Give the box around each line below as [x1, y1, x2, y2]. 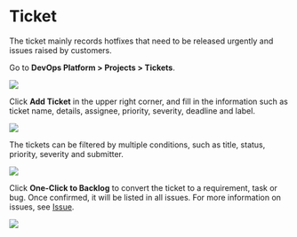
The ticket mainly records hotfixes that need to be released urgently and [9, 36, 274, 46]
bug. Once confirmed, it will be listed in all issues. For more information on [9, 192, 282, 202]
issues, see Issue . [9, 201, 75, 212]
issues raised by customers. [9, 44, 113, 55]
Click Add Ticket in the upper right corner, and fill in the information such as [9, 96, 289, 107]
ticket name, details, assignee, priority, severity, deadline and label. [9, 105, 256, 116]
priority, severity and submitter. [9, 148, 124, 159]
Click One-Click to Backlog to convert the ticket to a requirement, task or [9, 182, 278, 193]
